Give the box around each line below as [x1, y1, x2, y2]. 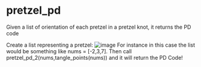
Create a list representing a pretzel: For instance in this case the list [6, 41, 196, 48]
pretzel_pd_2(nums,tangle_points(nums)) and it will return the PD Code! [6, 54, 183, 61]
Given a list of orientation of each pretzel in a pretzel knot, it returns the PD [6, 23, 191, 31]
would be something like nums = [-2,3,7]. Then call [6, 47, 132, 54]
